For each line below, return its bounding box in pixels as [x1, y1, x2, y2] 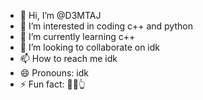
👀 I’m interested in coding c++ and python [19, 20, 193, 32]
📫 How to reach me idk [19, 53, 118, 64]
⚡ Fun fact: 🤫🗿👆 [19, 78, 87, 90]
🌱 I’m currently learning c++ [19, 31, 136, 42]
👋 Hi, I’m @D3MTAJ [19, 10, 102, 21]
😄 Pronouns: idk [19, 67, 89, 79]
